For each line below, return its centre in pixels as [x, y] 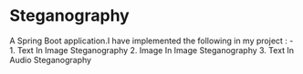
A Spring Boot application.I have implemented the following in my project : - [151, 41]
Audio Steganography [51, 60]
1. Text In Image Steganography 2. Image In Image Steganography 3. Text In [152, 50]
